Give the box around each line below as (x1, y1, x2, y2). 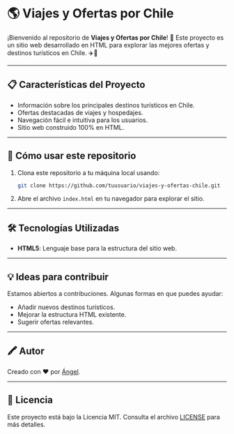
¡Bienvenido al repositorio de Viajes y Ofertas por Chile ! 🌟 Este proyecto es (7, 33, 224, 42)
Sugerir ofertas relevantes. (17, 318, 94, 327)
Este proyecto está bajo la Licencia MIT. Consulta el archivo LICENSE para (7, 412, 221, 421)
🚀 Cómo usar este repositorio (7, 150, 136, 162)
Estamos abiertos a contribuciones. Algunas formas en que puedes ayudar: (7, 290, 224, 298)
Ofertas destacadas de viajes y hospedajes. (17, 108, 143, 117)
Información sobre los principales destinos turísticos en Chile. (17, 100, 195, 109)
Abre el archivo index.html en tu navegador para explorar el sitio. (17, 195, 205, 203)
